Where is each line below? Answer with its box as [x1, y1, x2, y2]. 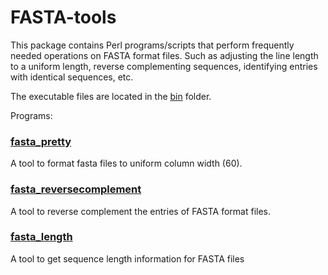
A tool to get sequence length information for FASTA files [10, 252, 245, 265]
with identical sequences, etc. [10, 71, 134, 83]
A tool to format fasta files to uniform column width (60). [10, 157, 243, 170]
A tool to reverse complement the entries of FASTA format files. [10, 205, 272, 217]
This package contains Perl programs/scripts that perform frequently [10, 39, 295, 51]
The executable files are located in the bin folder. [10, 90, 212, 102]
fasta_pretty [10, 134, 72, 148]
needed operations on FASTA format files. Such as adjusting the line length [10, 49, 319, 61]
